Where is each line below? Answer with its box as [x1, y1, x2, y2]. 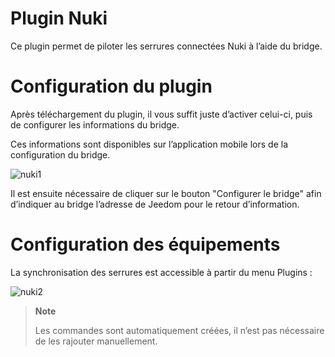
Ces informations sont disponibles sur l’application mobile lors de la [10, 138, 289, 150]
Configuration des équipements [10, 233, 281, 256]
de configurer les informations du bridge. [10, 118, 180, 131]
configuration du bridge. [10, 148, 111, 161]
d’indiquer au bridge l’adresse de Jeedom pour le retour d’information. [10, 198, 300, 210]
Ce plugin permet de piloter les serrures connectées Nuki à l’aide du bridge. [10, 40, 323, 52]
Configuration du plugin [10, 75, 213, 98]
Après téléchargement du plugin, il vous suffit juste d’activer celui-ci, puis [10, 108, 313, 120]
